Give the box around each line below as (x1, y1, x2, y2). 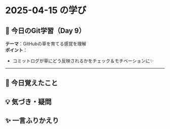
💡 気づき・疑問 (5, 97, 52, 106)
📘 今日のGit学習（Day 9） (5, 26, 86, 35)
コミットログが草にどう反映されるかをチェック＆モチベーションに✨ (12, 58, 154, 64)
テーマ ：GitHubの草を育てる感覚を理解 (5, 41, 87, 47)
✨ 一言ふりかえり (5, 116, 59, 125)
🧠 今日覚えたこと (5, 79, 58, 88)
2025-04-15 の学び (5, 5, 87, 16)
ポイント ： (5, 47, 28, 53)
